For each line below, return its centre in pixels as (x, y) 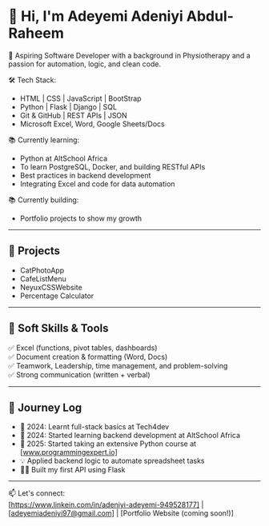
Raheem (36, 33)
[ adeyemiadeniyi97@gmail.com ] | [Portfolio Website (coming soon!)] (121, 513)
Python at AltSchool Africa (64, 158)
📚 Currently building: (44, 200)
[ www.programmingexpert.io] (68, 452)
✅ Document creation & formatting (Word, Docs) (88, 357)
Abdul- (210, 16)
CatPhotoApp (42, 270)
